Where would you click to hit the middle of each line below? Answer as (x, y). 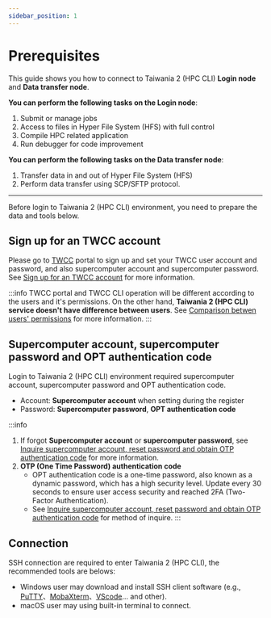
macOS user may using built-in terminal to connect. (106, 605)
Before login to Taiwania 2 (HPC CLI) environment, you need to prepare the (133, 207)
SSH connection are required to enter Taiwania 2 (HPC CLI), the (114, 563)
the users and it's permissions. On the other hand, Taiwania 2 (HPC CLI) (128, 302)
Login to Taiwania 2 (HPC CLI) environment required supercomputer (121, 376)
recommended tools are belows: (62, 571)
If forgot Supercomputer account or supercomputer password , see (134, 440)
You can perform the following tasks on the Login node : (103, 103)
